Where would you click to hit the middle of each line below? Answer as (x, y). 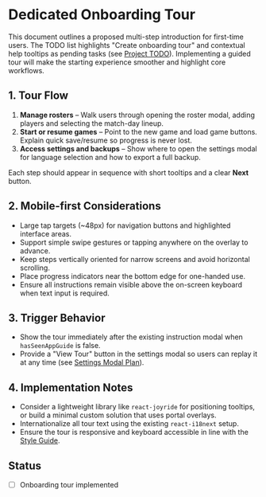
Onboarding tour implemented (69, 485)
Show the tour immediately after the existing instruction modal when (131, 337)
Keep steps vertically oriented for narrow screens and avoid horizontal (135, 259)
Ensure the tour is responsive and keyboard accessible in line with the (134, 432)
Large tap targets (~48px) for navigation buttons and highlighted (125, 225)
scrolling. (35, 268)
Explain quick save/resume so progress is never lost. (106, 140)
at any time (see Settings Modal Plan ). (82, 362)
